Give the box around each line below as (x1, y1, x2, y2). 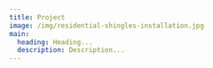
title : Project (9, 12, 66, 22)
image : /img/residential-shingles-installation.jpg (9, 21, 204, 30)
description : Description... (17, 46, 125, 55)
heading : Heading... (17, 37, 93, 47)
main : (9, 29, 29, 38)
